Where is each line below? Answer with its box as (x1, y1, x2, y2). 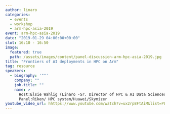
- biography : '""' (10, 73, 49, 78)
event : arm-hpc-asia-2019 (5, 31, 60, 36)
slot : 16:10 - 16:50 (5, 40, 49, 45)
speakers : (5, 69, 26, 74)
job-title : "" (14, 82, 44, 87)
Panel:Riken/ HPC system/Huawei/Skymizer (18, 96, 108, 101)
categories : (5, 12, 30, 17)
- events (10, 17, 28, 22)
